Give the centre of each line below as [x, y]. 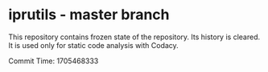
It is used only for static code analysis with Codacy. [93, 45]
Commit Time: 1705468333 [54, 61]
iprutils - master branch [89, 15]
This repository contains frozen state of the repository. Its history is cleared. [134, 37]
